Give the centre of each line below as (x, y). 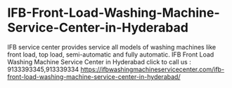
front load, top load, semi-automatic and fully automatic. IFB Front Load (111, 54)
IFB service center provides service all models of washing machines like (112, 47)
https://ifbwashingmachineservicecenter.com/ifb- (153, 69)
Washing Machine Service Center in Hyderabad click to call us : (99, 61)
